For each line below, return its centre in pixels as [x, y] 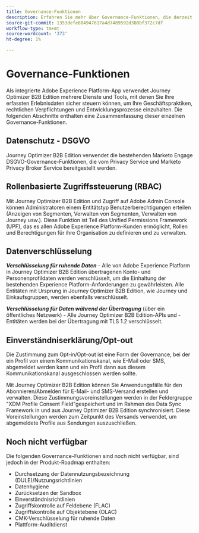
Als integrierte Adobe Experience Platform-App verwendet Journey [88, 91]
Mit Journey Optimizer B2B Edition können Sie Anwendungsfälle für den [94, 385]
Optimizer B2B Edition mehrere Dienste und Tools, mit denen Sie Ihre [90, 96]
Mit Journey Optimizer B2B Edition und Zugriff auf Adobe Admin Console [96, 201]
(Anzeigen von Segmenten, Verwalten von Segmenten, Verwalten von [91, 213]
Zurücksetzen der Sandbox [48, 493]
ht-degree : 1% [24, 39]
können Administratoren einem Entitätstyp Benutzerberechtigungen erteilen [99, 207]
